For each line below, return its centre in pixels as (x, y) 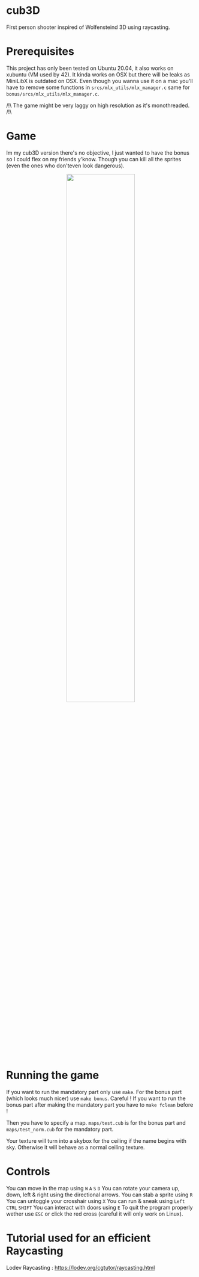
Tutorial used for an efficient (79, 1238)
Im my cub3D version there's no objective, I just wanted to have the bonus (98, 153)
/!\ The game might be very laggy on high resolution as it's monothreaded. (98, 105)
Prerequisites (40, 51)
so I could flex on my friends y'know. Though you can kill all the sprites (94, 159)
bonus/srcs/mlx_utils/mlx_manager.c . (53, 93)
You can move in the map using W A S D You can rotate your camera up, (93, 1188)
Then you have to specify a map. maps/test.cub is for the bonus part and (96, 1122)
